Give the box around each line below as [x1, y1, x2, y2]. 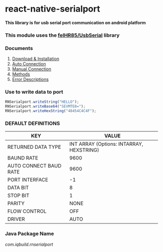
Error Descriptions [12, 77, 49, 82]
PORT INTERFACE [7, 176, 49, 183]
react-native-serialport [5, 3, 100, 15]
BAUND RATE [7, 155, 38, 161]
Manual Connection [12, 66, 52, 72]
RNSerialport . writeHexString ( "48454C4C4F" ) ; [5, 109, 97, 113]
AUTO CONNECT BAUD [7, 162, 62, 169]
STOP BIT [7, 192, 30, 199]
